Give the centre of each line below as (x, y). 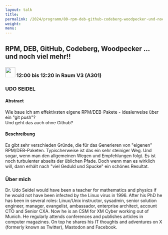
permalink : (16, 19)
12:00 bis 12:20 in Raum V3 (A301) (59, 75)
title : (12, 14)
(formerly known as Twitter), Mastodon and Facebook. (61, 227)
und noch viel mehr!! (38, 56)
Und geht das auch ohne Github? (39, 122)
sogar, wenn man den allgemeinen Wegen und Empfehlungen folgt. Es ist (80, 156)
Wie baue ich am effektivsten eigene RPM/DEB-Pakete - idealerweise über (82, 112)
